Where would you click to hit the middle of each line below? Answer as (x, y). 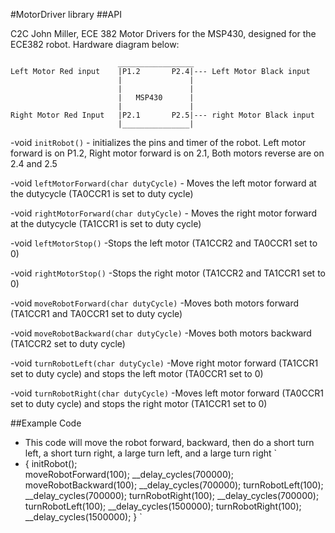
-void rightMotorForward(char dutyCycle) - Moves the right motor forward (164, 213)
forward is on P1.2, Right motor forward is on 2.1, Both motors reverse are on (167, 153)
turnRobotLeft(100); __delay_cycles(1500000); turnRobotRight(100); (163, 506)
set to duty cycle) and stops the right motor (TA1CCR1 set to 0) (139, 403)
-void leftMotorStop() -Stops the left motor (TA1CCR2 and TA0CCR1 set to (164, 243)
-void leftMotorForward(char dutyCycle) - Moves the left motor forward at (163, 183)
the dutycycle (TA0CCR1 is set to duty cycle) (102, 193)
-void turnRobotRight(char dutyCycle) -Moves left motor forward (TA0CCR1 (167, 393)
